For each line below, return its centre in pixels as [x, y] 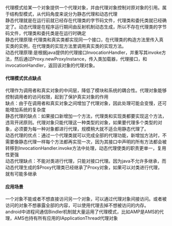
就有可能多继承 [21, 174]
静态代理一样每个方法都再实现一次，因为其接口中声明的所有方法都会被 [93, 142]
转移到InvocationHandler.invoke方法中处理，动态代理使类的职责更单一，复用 [86, 148]
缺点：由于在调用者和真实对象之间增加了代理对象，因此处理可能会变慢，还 [84, 103]
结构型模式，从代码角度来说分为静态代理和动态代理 [63, 14]
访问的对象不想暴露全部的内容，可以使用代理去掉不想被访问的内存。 [77, 205]
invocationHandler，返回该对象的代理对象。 [52, 65]
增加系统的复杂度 [28, 110]
